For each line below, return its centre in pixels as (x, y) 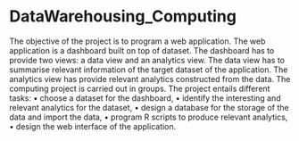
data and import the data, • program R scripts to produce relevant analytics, (149, 117)
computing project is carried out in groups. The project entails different (140, 88)
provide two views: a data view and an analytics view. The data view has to (147, 60)
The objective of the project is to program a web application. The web (137, 41)
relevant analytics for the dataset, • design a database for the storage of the (149, 107)
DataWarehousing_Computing (123, 17)
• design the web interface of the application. (93, 126)
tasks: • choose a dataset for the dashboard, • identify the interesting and (145, 98)
